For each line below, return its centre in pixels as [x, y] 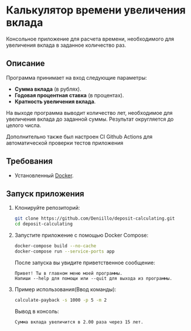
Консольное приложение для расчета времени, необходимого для [90, 39]
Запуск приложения [45, 194]
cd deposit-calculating [44, 224]
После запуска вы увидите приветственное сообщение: [85, 262]
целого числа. [24, 125]
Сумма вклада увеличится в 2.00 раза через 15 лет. [79, 322]
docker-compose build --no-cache [55, 246]
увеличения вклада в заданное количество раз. [66, 45]
